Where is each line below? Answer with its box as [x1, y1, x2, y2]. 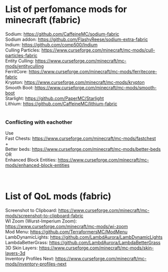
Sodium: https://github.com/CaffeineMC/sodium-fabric [5, 31, 120, 37]
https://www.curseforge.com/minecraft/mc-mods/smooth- [34, 84, 157, 90]
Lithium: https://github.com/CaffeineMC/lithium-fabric [5, 100, 118, 106]
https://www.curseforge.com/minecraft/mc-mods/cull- [41, 47, 155, 53]
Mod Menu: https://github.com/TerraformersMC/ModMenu [5, 229, 128, 235]
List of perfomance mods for [5, 4, 127, 15]
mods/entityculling [5, 63, 44, 69]
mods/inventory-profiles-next [5, 261, 67, 267]
